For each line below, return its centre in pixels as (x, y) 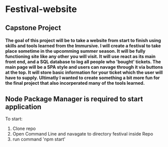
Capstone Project (33, 28)
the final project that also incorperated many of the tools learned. (75, 83)
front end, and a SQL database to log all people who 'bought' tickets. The (83, 62)
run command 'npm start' (39, 139)
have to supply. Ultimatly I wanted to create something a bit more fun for (82, 78)
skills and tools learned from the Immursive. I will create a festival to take (83, 46)
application (23, 107)
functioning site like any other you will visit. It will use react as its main (80, 57)
